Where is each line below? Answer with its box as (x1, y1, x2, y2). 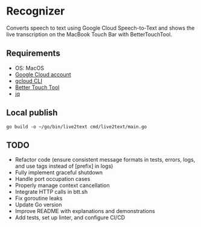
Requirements (6, 48, 60, 59)
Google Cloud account (14, 71, 71, 78)
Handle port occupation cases (14, 176, 91, 183)
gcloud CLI (14, 77, 42, 84)
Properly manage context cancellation (14, 182, 110, 189)
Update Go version (14, 201, 62, 208)
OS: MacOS (14, 64, 44, 71)
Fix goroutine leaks (14, 195, 63, 202)
